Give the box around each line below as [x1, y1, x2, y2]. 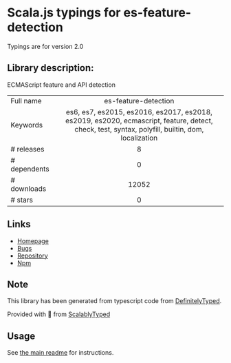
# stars [10, 195, 33, 205]
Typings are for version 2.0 [7, 42, 84, 50]
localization [120, 133, 158, 143]
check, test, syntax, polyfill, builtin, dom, [74, 124, 204, 134]
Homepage [16, 236, 49, 245]
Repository [16, 251, 48, 260]
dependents [10, 164, 49, 174]
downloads [10, 184, 47, 194]
